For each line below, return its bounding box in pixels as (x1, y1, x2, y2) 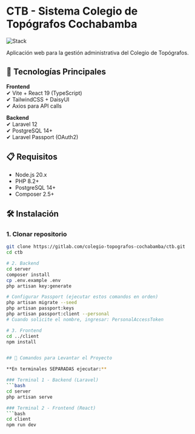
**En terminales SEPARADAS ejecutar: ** (6, 366, 107, 372)
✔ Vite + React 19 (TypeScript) (6, 89, 83, 97)
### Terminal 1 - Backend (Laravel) (6, 377, 99, 384)
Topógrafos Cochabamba (6, 17, 137, 31)
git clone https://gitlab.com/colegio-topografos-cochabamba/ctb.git (6, 244, 186, 250)
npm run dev (6, 422, 36, 428)
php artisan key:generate (6, 283, 71, 289)
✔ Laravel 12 (6, 120, 38, 128)
